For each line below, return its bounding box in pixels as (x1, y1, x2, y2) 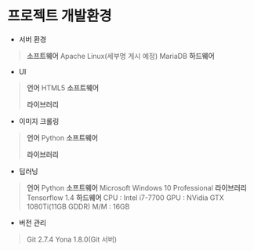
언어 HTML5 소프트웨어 (26, 83, 100, 93)
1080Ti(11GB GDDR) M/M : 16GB (26, 202, 130, 211)
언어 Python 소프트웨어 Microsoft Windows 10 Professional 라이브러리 (26, 183, 247, 192)
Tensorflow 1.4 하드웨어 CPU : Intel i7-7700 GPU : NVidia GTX (26, 193, 224, 202)
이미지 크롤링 (18, 116, 60, 125)
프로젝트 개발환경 (7, 7, 112, 25)
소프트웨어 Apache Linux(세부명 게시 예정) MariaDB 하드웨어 (26, 51, 215, 60)
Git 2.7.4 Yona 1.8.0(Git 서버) (26, 235, 118, 244)
